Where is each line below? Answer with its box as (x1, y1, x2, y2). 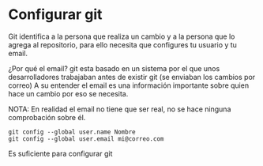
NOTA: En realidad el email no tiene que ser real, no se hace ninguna (8, 104, 231, 114)
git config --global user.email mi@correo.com (8, 134, 164, 143)
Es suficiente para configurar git (8, 149, 113, 158)
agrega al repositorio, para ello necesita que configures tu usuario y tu (8, 40, 237, 49)
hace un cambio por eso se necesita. (8, 89, 129, 98)
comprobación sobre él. (8, 112, 86, 122)
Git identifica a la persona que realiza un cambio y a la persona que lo (8, 32, 235, 41)
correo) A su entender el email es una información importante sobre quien (8, 81, 250, 90)
